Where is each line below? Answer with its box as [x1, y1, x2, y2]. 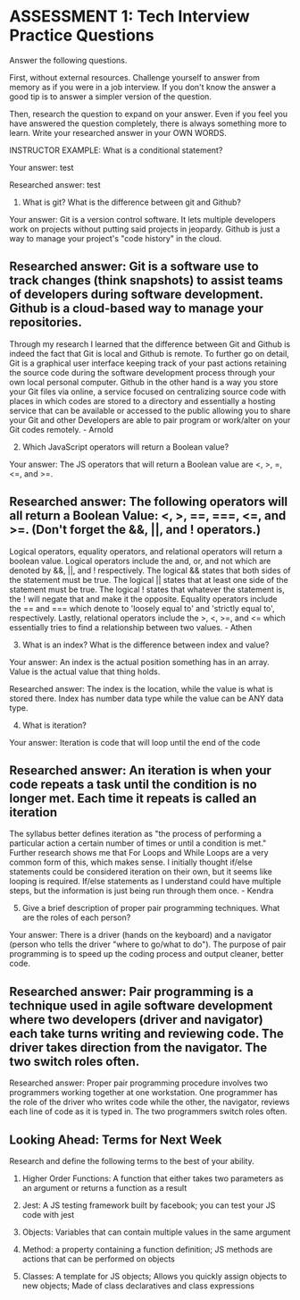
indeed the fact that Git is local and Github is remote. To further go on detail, [9, 348, 290, 359]
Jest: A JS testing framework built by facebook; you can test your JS [21, 1200, 276, 1211]
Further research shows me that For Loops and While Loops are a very [9, 848, 270, 858]
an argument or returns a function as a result [21, 1183, 187, 1193]
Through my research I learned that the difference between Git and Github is [9, 338, 291, 350]
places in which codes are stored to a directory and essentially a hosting [9, 395, 276, 406]
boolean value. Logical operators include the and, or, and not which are [9, 555, 271, 566]
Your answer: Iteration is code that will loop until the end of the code [9, 737, 261, 747]
